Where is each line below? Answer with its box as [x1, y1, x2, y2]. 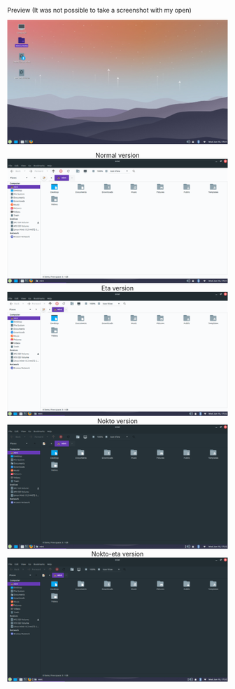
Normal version [95, 151, 140, 159]
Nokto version [97, 417, 138, 425]
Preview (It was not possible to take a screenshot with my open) [7, 6, 192, 14]
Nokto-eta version [91, 550, 144, 558]
